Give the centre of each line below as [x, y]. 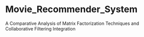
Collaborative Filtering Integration [40, 28]
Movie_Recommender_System [71, 9]
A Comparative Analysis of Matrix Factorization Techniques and [72, 23]
